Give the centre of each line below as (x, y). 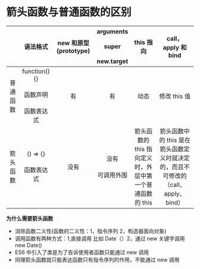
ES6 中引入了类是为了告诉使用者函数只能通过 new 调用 (82, 252)
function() (36, 71)
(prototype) (73, 51)
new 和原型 (73, 43)
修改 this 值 (175, 96)
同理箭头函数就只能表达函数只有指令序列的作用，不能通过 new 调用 (97, 259)
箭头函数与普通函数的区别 (69, 12)
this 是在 (178, 140)
